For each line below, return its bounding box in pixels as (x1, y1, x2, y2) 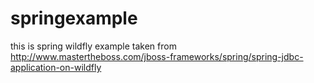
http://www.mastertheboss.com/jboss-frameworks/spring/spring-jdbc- (10, 50, 304, 62)
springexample (10, 7, 138, 30)
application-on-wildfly (10, 61, 102, 73)
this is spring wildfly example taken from (10, 40, 177, 52)
